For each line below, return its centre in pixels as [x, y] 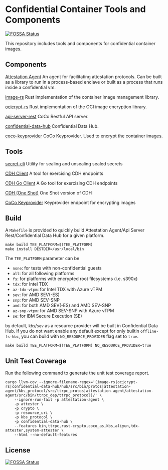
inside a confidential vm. [31, 87]
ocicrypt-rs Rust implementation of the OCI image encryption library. [76, 107]
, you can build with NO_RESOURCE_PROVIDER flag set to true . [78, 336]
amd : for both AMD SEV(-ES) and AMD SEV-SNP [62, 305]
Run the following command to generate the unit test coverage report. [77, 373]
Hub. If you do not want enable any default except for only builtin [72, 331]
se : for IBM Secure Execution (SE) [47, 316]
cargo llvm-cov [21, 382]
